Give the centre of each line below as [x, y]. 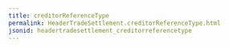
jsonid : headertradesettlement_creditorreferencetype [100, 30]
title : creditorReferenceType [59, 16]
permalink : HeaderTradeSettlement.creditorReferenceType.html [115, 23]
